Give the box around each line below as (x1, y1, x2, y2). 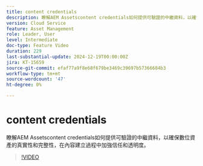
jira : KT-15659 (6, 59, 45, 65)
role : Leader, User (6, 31, 56, 37)
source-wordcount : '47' (6, 76, 66, 82)
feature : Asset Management (6, 25, 74, 32)
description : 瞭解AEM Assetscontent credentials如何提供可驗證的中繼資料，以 (6, 14, 192, 21)
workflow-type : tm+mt (6, 71, 61, 77)
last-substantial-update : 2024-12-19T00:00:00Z (6, 54, 129, 60)
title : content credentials (6, 8, 77, 15)
